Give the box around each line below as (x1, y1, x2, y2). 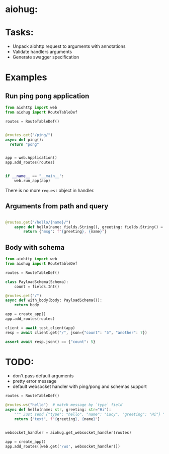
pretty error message (12, 378, 57, 384)
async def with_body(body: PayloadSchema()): (5, 298, 102, 303)
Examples (5, 72, 47, 83)
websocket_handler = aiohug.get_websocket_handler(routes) (5, 430, 132, 435)
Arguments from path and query (5, 202, 109, 210)
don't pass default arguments (12, 373, 74, 379)
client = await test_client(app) (5, 325, 75, 330)
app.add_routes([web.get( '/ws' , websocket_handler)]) (5, 444, 121, 449)
